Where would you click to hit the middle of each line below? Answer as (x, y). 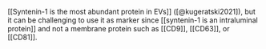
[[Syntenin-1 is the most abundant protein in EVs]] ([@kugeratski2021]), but (131, 12)
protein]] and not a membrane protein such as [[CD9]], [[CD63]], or (119, 29)
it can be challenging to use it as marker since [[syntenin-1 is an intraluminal (133, 20)
